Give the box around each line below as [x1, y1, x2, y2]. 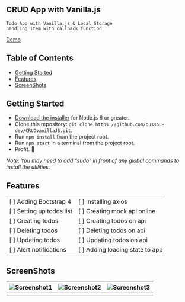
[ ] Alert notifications [9, 246, 66, 254]
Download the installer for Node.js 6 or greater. [14, 114, 130, 121]
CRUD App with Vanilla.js [6, 5, 101, 15]
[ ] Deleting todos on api [78, 226, 146, 234]
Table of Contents [6, 53, 74, 63]
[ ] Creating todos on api [78, 217, 146, 225]
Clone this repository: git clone [14, 121, 93, 128]
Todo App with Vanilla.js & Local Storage [6, 20, 113, 26]
